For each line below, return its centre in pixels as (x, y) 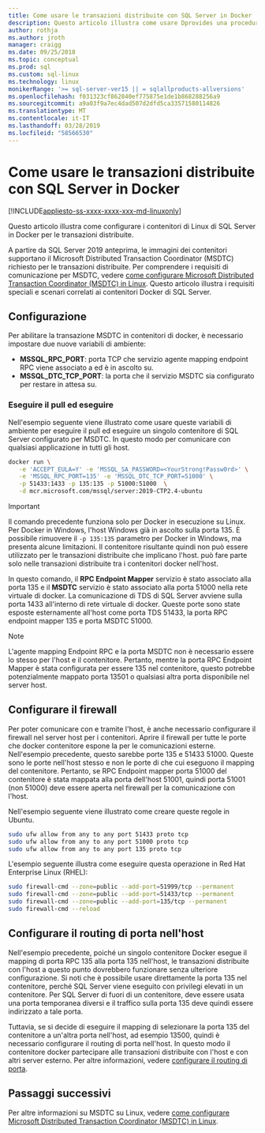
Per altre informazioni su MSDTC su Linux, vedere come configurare (119, 1112)
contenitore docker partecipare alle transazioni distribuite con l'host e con (128, 1052)
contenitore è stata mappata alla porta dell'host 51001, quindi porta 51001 (127, 779)
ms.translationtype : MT (47, 111)
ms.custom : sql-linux (44, 74)
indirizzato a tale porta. (46, 1011)
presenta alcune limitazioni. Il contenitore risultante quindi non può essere (128, 547)
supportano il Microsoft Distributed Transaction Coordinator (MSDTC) (121, 258)
